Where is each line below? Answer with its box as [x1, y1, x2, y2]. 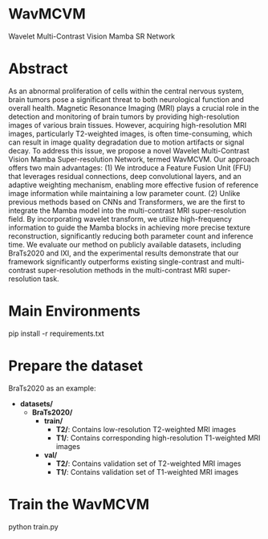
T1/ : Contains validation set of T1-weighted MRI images [55, 467, 239, 476]
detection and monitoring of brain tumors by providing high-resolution [8, 112, 240, 121]
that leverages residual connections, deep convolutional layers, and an [8, 171, 242, 181]
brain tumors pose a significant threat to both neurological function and [8, 94, 245, 104]
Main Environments [8, 302, 141, 321]
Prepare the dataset [8, 357, 143, 374]
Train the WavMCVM [8, 495, 150, 513]
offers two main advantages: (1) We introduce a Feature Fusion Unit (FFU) [8, 162, 252, 173]
